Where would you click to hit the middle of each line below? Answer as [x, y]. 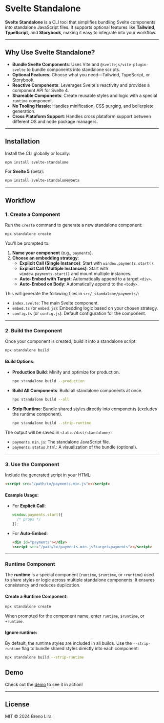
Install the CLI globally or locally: [38, 153]
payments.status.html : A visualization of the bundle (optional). [75, 447]
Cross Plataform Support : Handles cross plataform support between [82, 116]
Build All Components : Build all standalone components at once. [77, 391]
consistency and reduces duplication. [43, 585]
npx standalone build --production [48, 381]
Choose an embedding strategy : [45, 258]
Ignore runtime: [21, 632]
